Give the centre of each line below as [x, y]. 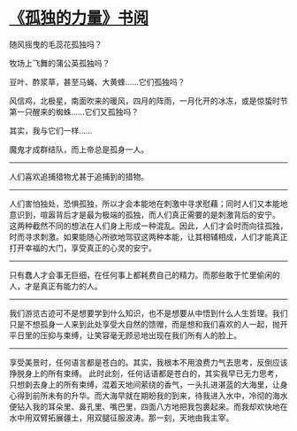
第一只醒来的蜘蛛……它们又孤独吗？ [74, 112]
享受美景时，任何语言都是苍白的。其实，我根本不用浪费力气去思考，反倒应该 [148, 362]
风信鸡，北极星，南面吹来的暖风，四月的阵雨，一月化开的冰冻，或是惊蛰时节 [148, 100]
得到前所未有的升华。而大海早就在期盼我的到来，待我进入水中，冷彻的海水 [152, 396]
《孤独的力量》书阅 [79, 18]
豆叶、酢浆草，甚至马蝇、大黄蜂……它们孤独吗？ [97, 81]
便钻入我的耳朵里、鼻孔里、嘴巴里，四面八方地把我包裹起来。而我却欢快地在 [148, 406]
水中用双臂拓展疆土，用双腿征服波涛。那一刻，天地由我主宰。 [122, 418]
